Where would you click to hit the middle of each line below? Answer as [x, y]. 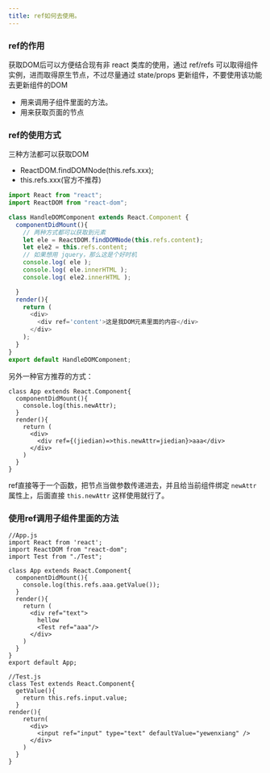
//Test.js [25, 676]
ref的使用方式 [35, 135]
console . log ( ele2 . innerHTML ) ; [77, 277]
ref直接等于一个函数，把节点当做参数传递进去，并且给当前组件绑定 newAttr [133, 485]
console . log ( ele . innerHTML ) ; [75, 270]
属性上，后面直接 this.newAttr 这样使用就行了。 [89, 495]
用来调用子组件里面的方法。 [66, 102]
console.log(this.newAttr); [70, 405]
